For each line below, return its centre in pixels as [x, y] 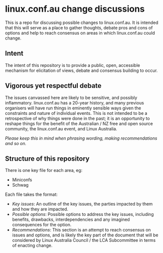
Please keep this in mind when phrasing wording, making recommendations [81, 138]
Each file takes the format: [31, 194]
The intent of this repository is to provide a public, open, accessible [72, 65]
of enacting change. [32, 246]
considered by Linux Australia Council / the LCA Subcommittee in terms [84, 240]
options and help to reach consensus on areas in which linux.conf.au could [80, 33]
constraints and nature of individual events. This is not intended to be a [76, 113]
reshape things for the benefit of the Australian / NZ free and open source [79, 124]
